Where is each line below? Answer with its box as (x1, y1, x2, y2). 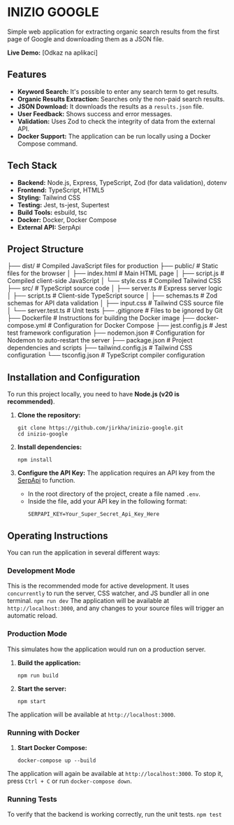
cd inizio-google (17, 431, 68, 438)
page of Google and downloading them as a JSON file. (7, 34, 164, 43)
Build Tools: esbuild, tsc (17, 208, 87, 216)
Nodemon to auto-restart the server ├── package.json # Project (7, 336, 193, 345)
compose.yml (7, 321, 47, 330)
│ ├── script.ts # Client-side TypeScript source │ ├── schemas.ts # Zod (7, 291, 218, 300)
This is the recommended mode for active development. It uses (7, 582, 190, 590)
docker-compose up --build (17, 757, 96, 764)
